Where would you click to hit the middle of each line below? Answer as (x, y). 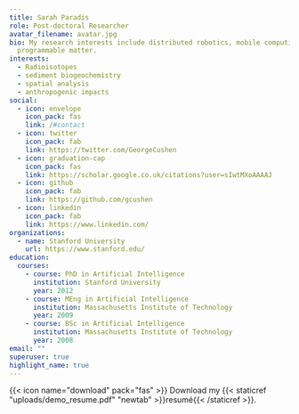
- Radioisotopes (47, 68)
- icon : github (45, 183)
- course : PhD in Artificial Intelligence (105, 274)
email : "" (28, 348)
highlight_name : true (49, 365)
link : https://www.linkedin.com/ (87, 224)
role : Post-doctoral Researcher (69, 26)
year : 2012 (53, 290)
